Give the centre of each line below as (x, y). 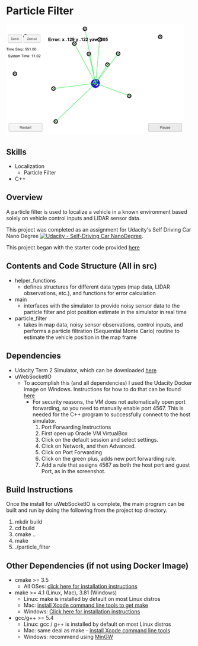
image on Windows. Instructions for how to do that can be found (102, 389)
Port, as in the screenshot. (73, 471)
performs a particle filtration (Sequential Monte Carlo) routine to (101, 331)
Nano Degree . (75, 236)
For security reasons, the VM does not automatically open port (109, 401)
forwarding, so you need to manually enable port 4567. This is (108, 408)
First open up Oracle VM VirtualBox (84, 433)
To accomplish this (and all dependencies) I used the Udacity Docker (108, 383)
